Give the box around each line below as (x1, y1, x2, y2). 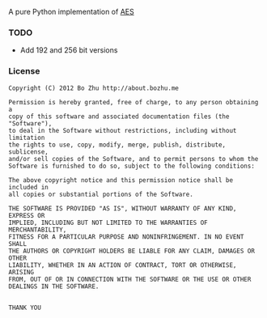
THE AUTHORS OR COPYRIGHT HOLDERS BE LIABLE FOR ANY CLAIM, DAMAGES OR (8, 247, 255, 255)
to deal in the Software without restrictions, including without (8, 126, 237, 134)
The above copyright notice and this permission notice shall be (8, 176, 233, 184)
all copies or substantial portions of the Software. (8, 190, 194, 198)
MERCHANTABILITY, (8, 226, 67, 234)
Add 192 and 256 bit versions (19, 45, 118, 55)
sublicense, (8, 147, 49, 156)
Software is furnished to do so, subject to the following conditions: (8, 162, 255, 170)
